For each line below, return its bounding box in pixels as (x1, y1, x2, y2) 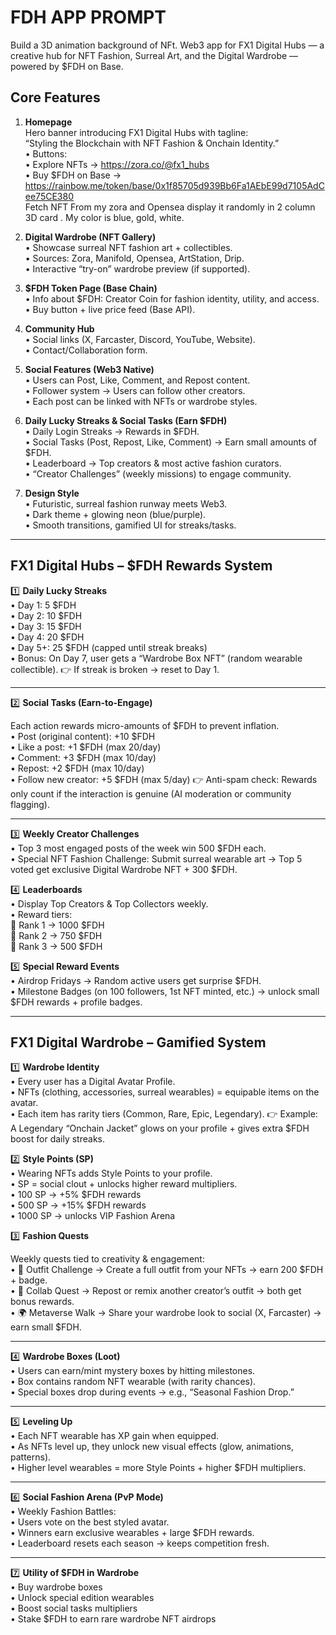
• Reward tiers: (10, 908, 73, 920)
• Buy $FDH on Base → (24, 169, 122, 181)
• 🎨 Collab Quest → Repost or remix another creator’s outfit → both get (10, 1285, 302, 1297)
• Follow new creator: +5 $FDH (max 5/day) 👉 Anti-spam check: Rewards (10, 773, 318, 785)
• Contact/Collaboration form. (24, 344, 148, 356)
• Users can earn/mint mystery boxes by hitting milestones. (10, 1365, 256, 1377)
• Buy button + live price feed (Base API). (24, 303, 196, 315)
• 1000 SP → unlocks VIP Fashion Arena (10, 1210, 176, 1222)
